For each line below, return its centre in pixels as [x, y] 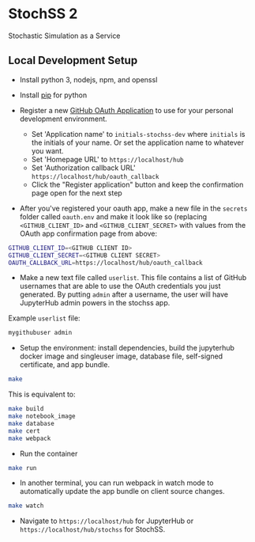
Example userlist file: [44, 318]
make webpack [30, 438]
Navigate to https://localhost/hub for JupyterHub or [107, 521]
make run [22, 468]
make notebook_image [42, 416]
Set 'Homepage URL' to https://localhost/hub [107, 159]
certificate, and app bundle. [65, 365]
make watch [26, 506]
